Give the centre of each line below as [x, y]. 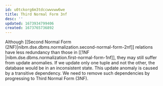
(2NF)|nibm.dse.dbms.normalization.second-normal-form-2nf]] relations [79, 47]
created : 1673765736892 [30, 28]
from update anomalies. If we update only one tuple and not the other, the [80, 63]
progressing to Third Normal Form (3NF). [47, 79]
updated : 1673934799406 [30, 23]
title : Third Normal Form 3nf [36, 14]
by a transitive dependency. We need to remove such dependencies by [78, 73]
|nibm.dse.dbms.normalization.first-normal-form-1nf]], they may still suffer [81, 57]
